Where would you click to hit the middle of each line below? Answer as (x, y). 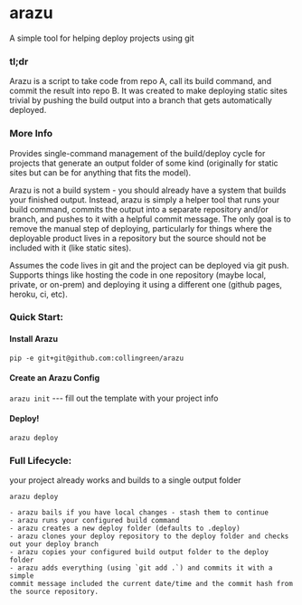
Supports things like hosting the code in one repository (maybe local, (138, 275)
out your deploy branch (54, 544)
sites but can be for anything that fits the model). (100, 172)
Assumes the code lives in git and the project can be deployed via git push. (149, 265)
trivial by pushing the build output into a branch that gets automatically (141, 100)
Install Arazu (34, 339)
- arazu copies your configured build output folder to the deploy (139, 553)
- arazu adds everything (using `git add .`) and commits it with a (141, 568)
